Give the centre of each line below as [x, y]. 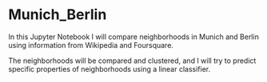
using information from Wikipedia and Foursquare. [91, 45]
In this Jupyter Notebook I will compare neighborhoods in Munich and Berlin [134, 37]
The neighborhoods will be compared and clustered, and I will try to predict [132, 61]
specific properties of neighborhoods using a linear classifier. [109, 68]
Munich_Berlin [58, 15]
